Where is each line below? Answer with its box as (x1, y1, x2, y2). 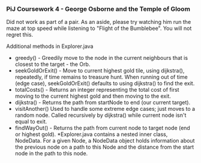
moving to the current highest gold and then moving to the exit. (14, 92, 171, 100)
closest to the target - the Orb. (14, 61, 91, 68)
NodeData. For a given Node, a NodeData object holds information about (14, 137, 195, 144)
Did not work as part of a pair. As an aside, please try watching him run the (6, 19, 191, 26)
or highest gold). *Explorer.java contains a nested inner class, (14, 131, 168, 138)
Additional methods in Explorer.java (6, 43, 94, 50)
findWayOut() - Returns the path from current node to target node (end (14, 125, 190, 132)
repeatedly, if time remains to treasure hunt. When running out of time (14, 74, 188, 81)
